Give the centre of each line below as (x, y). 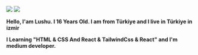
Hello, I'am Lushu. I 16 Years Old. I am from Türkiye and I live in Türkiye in (99, 22)
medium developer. (31, 46)
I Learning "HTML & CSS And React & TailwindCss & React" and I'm (92, 39)
